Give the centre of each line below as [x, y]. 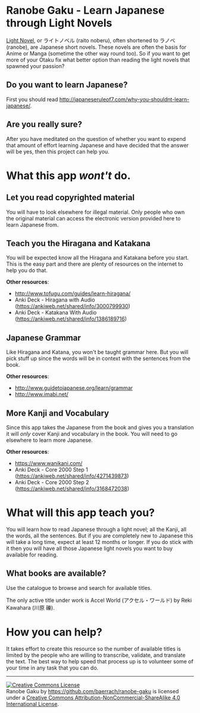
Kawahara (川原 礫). [30, 607]
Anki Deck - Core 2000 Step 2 [52, 482]
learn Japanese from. [32, 225]
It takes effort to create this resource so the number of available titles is [94, 649]
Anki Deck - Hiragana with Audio [55, 300]
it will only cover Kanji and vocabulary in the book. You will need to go [92, 434]
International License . [33, 704]
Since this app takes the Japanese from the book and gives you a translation [100, 427]
